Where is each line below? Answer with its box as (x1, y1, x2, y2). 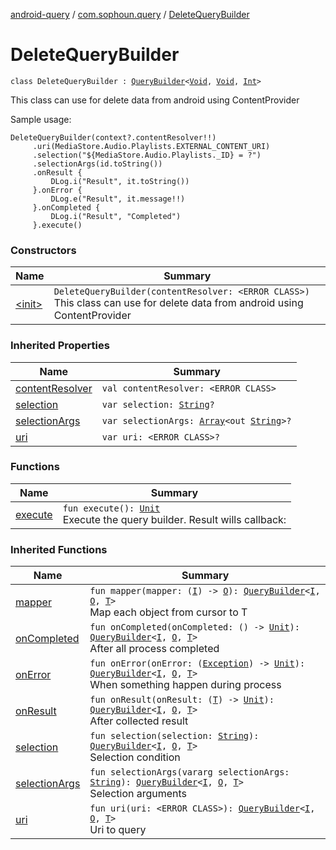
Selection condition (89, 750, 181, 764)
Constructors (10, 243, 77, 257)
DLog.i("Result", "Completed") (50, 211, 182, 221)
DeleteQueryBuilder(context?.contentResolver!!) (10, 132, 217, 143)
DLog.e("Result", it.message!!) (50, 194, 186, 204)
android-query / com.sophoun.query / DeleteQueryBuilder (10, 9, 250, 20)
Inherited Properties (10, 339, 110, 353)
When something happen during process (89, 678, 282, 692)
